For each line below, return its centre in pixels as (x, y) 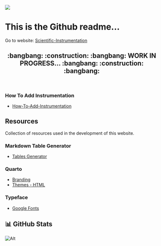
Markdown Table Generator (38, 145)
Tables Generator (29, 157)
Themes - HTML (28, 185)
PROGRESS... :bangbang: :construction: (82, 63)
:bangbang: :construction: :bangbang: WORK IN (82, 56)
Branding (21, 180)
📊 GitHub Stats (29, 224)
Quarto (14, 169)
